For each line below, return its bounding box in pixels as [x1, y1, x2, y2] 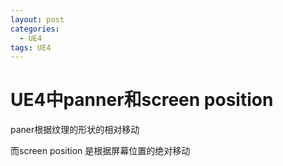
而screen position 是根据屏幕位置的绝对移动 [10, 145, 191, 157]
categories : [10, 24, 60, 34]
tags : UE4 [10, 42, 52, 53]
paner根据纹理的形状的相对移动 [10, 124, 140, 136]
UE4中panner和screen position [10, 89, 274, 111]
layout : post [10, 14, 65, 25]
